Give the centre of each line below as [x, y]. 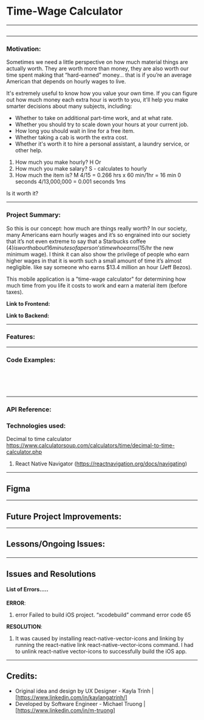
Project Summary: [34, 215]
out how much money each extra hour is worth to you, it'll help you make [97, 100]
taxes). [15, 292]
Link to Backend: [28, 316]
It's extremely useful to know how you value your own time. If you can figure [102, 93]
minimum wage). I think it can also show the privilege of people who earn [98, 254]
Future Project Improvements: [64, 516]
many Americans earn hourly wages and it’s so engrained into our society [98, 235]
